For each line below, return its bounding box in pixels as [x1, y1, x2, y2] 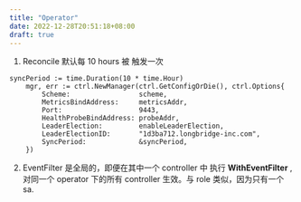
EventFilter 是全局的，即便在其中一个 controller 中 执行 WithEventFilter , [22, 162, 293, 173]
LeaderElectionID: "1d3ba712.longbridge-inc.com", [42, 130, 260, 139]
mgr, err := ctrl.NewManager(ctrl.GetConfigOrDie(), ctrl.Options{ [25, 82, 285, 91]
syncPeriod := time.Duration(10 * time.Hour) [9, 74, 183, 83]
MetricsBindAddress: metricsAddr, [42, 98, 188, 107]
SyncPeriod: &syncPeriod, [42, 138, 188, 147]
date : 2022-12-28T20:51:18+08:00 [9, 22, 136, 31]
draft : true [9, 30, 54, 39]
